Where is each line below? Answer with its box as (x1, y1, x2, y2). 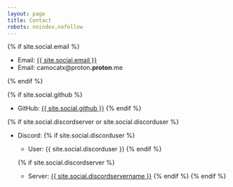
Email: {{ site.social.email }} (17, 56, 97, 64)
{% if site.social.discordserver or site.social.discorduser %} (7, 118, 179, 126)
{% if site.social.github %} (7, 90, 83, 99)
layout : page (7, 10, 46, 18)
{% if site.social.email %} (7, 43, 80, 51)
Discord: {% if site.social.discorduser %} (17, 131, 135, 140)
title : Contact (7, 17, 52, 24)
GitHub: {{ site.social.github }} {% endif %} (17, 104, 142, 113)
